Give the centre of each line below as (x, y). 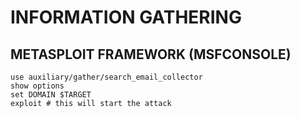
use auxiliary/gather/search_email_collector (106, 77)
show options (37, 86)
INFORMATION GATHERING (126, 17)
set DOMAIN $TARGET (51, 95)
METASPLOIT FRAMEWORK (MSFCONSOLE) (151, 54)
